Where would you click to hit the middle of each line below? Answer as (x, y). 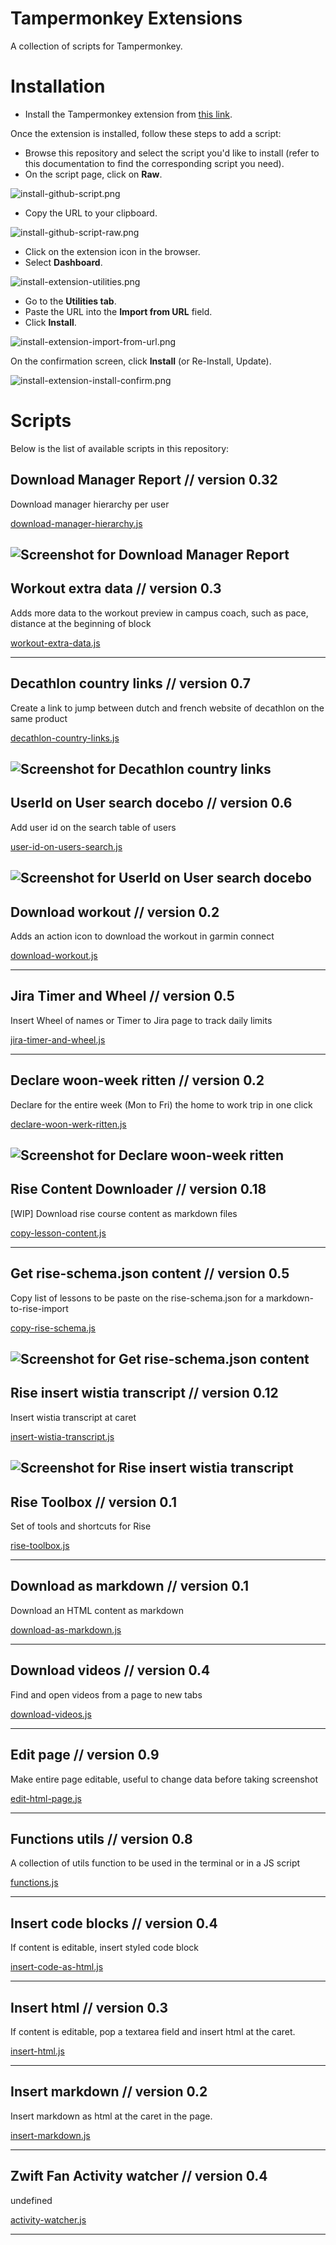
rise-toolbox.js (40, 1546)
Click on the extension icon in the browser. (112, 251)
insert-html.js (37, 2051)
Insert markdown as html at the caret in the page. (111, 2116)
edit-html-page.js (46, 1798)
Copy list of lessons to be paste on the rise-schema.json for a (137, 1298)
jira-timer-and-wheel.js (58, 1039)
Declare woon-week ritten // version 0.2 (137, 1080)
